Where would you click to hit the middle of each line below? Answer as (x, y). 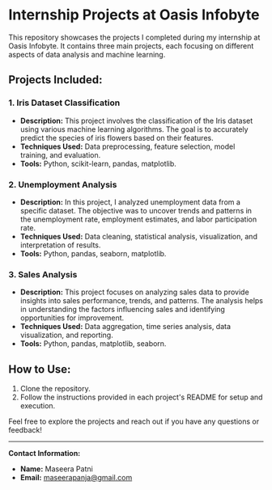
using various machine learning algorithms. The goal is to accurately (134, 129)
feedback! (25, 430)
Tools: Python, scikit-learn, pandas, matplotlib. (98, 163)
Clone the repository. (55, 389)
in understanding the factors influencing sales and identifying (122, 310)
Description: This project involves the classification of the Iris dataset (136, 120)
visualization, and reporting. (66, 335)
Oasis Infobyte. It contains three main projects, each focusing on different (131, 45)
